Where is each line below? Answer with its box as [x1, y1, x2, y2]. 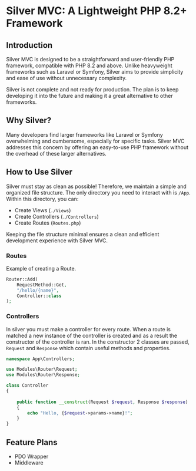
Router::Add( [6, 276, 38, 282]
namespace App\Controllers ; [6, 355, 75, 362]
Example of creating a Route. [6, 265, 77, 272]
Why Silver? [6, 116, 52, 126]
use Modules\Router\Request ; [6, 367, 78, 373]
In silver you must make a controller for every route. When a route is [6, 325, 171, 332]
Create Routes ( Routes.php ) [14, 219, 81, 226]
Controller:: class [16, 293, 62, 299]
